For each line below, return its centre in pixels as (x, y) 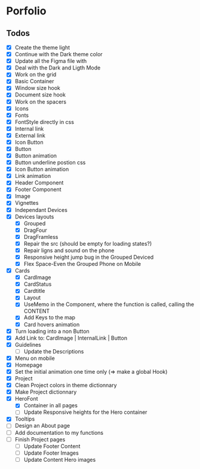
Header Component (39, 183)
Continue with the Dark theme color (59, 55)
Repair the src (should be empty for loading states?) (88, 243)
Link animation (33, 176)
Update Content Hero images (60, 459)
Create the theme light (42, 47)
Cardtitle (34, 291)
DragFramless (41, 237)
